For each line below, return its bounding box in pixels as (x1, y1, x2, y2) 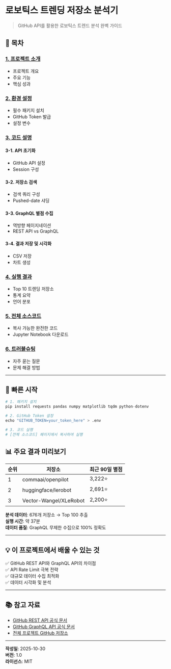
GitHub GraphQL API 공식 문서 (12, 624, 75, 630)
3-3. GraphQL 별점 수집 (5, 210, 53, 216)
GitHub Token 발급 (12, 113, 51, 120)
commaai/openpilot (22, 476, 69, 483)
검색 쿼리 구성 (12, 191, 40, 197)
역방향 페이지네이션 (12, 222, 51, 228)
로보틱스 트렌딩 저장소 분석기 (5, 5, 119, 16)
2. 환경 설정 (5, 95, 32, 102)
